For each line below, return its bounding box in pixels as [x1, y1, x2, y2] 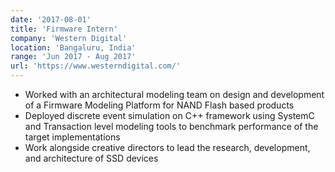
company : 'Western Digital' [10, 33, 128, 43]
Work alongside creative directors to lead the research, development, [24, 142, 311, 153]
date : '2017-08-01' [10, 14, 92, 25]
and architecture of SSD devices [24, 152, 159, 164]
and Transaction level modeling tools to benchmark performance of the [24, 121, 319, 132]
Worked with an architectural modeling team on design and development [24, 89, 325, 100]
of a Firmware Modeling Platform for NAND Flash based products [24, 99, 295, 111]
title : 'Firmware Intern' [10, 24, 118, 34]
